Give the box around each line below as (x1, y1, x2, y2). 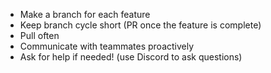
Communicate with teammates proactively (19, 40, 195, 52)
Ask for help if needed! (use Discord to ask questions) (19, 51, 243, 63)
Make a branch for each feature (19, 9, 151, 20)
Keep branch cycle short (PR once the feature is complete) (19, 19, 262, 31)
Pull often (19, 30, 60, 41)
